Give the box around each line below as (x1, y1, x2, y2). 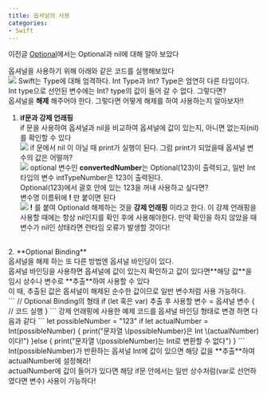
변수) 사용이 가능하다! (29, 376, 96, 386)
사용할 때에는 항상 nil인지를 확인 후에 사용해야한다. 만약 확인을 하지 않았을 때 (19, 213, 257, 222)
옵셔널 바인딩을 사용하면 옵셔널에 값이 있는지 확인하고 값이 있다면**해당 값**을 (8, 266, 253, 276)
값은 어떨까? (34, 153, 73, 163)
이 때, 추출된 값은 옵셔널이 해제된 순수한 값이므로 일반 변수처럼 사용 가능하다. (8, 286, 246, 296)
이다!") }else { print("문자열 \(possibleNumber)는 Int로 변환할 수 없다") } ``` (8, 336, 245, 346)
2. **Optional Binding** (8, 247, 88, 257)
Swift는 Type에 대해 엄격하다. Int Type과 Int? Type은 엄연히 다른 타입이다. (18, 77, 249, 86)
